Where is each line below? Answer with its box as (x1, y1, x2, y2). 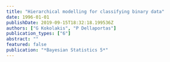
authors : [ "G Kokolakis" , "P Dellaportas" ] (6, 25, 117, 31)
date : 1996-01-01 (6, 14, 50, 20)
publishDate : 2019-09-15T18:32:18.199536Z (6, 19, 114, 25)
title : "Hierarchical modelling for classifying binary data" (6, 8, 165, 15)
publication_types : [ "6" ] (6, 31, 71, 37)
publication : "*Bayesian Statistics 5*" (6, 47, 109, 53)
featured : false (6, 42, 47, 48)
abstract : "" (6, 36, 39, 42)
